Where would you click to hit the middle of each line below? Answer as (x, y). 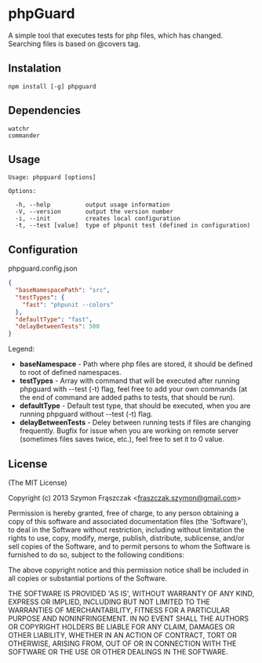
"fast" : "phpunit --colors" (68, 304)
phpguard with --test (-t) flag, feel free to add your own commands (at (133, 389)
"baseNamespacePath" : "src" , (63, 290)
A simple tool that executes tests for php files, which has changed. (116, 35)
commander (24, 135)
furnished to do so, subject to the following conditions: (96, 555)
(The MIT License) (38, 483)
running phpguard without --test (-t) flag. (86, 414)
